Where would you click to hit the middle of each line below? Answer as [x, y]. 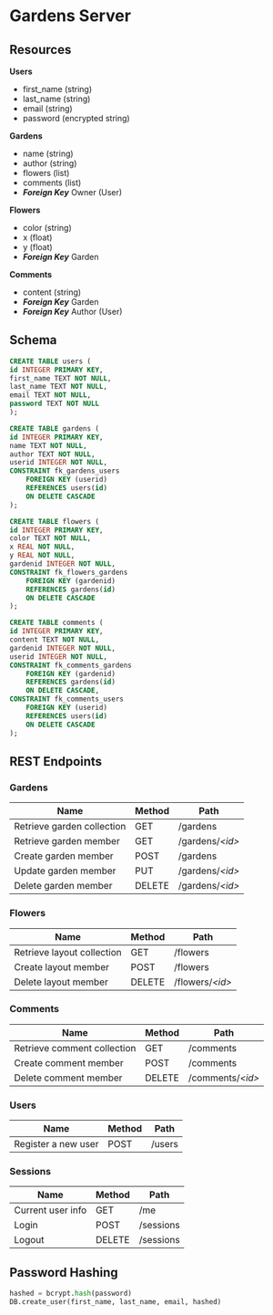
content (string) [52, 292]
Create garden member [64, 856]
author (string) [50, 163]
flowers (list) [46, 173]
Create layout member [62, 966]
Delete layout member [61, 982]
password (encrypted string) [76, 118]
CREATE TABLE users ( [51, 361]
